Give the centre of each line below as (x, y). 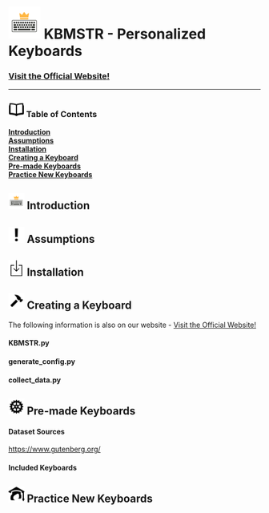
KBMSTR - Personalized (125, 34)
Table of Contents (62, 115)
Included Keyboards (43, 467)
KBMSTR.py (29, 343)
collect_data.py (35, 380)
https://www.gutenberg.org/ (55, 449)
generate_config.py (42, 361)
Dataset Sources (37, 431)
